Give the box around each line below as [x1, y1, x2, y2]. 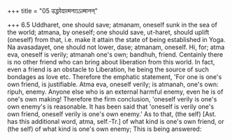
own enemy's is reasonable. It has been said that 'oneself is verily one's [7, 102, 215, 111]
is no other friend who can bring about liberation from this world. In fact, [7, 58, 215, 66]
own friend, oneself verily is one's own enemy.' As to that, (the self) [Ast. [7, 110, 217, 118]
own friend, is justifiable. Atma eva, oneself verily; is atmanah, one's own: [7, 80, 219, 88]
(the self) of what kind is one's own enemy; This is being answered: [7, 125, 202, 133]
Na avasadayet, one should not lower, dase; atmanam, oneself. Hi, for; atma [7, 43, 225, 51]
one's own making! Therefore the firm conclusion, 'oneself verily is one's [7, 95, 217, 103]
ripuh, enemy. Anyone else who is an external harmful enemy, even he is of [7, 87, 224, 96]
